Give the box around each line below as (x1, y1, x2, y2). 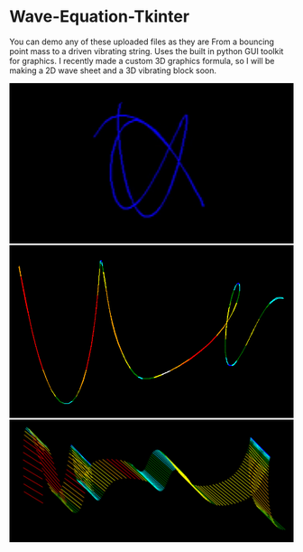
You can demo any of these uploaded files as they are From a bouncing (9, 36, 275, 47)
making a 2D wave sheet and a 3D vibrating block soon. (9, 65, 217, 76)
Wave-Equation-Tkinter (9, 6, 190, 27)
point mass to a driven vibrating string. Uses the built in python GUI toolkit (9, 45, 284, 56)
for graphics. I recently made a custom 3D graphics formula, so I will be (9, 55, 275, 66)
